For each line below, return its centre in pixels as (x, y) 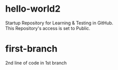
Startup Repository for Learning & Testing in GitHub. (59, 23)
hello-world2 (33, 9)
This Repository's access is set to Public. (48, 28)
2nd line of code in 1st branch (36, 63)
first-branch (32, 49)
